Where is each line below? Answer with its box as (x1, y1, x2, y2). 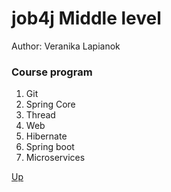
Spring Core (25, 98, 76, 111)
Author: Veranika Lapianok (11, 40, 121, 52)
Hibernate (25, 130, 68, 142)
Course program (11, 65, 93, 79)
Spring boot (25, 141, 75, 153)
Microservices (25, 152, 86, 164)
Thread (25, 109, 56, 121)
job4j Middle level (11, 7, 162, 30)
